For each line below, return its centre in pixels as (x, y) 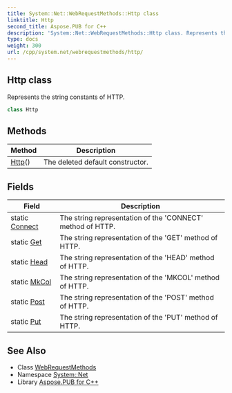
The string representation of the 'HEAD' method (137, 258)
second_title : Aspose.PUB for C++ (57, 26)
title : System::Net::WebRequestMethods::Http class (83, 13)
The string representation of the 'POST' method (137, 298)
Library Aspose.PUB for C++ (58, 382)
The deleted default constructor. (96, 162)
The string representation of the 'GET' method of (139, 238)
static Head (29, 262)
